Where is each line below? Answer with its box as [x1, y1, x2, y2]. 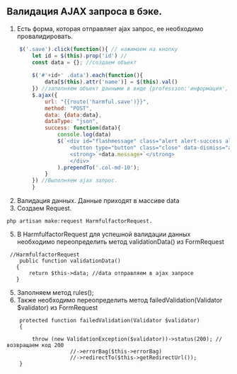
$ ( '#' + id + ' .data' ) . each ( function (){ [32, 72, 143, 79]
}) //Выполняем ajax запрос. [32, 177, 118, 185]
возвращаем [6, 342, 39, 349]
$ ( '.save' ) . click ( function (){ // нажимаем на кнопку [19, 45, 178, 52]
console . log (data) [57, 131, 112, 139]
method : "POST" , [44, 105, 93, 112]
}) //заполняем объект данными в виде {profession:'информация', [32, 85, 229, 93]
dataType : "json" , [44, 118, 99, 125]
